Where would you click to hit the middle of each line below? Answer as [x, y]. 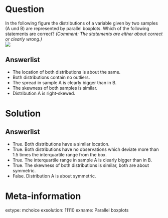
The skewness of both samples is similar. [55, 88]
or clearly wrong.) [24, 39]
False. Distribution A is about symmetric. [54, 176]
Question [25, 9]
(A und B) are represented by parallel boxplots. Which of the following [77, 28]
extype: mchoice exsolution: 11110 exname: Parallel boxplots [67, 210]
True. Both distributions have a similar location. [61, 144]
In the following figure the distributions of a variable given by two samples [81, 23]
